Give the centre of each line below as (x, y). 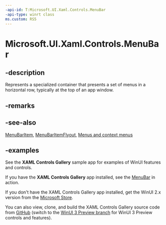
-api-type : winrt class (30, 14)
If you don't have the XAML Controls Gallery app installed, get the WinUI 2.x (83, 192)
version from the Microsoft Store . (39, 198)
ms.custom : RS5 (21, 19)
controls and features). (29, 218)
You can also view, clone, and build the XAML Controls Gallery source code (83, 207)
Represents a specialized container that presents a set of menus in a (76, 85)
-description (25, 73)
